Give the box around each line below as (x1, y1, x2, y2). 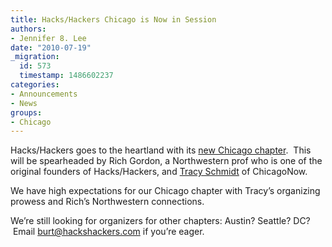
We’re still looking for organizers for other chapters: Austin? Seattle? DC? (10, 215, 311, 227)
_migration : (10, 52, 60, 62)
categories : (10, 80, 60, 90)
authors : (10, 24, 47, 34)
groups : (10, 107, 43, 118)
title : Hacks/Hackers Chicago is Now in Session (10, 14, 217, 25)
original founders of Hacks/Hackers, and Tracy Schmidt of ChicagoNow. (10, 166, 308, 178)
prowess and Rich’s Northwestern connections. (10, 196, 205, 208)
